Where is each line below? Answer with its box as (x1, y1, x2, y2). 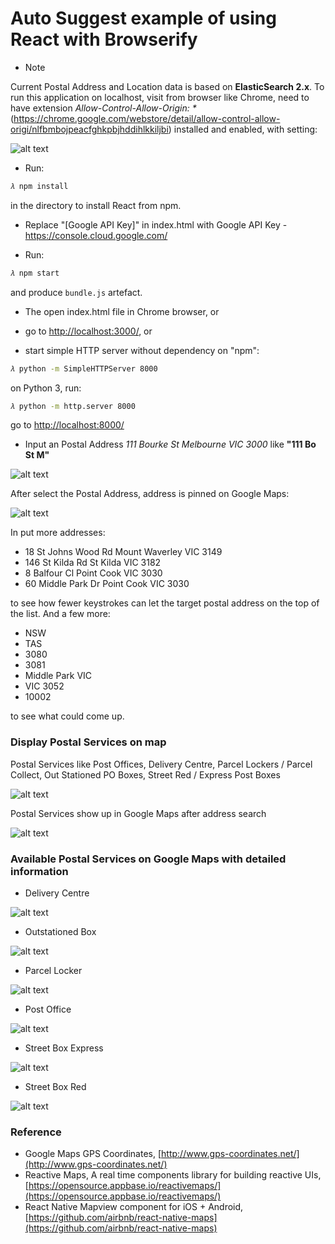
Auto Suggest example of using (10, 7, 277, 30)
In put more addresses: (10, 527, 106, 539)
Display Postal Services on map (10, 735, 167, 749)
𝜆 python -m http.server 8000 (10, 401, 136, 411)
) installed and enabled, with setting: (168, 123, 318, 135)
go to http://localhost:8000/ (10, 419, 125, 431)
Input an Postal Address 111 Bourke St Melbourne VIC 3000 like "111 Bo (24, 438, 317, 451)
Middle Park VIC (24, 670, 93, 682)
